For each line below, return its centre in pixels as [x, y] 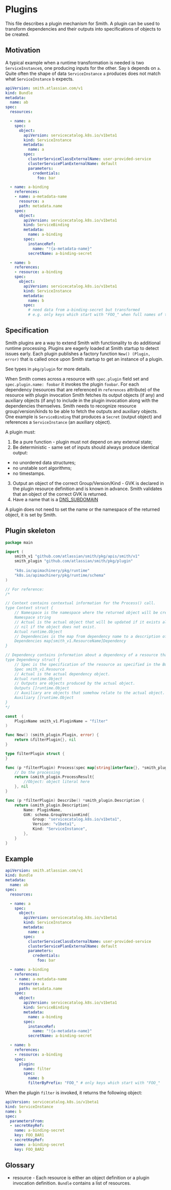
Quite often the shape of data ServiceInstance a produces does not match [83, 73]
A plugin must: [20, 432]
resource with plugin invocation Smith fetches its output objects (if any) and [85, 395]
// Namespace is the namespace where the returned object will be [86, 613]
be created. [17, 34]
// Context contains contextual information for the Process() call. [81, 603]
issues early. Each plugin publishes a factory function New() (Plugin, [78, 354]
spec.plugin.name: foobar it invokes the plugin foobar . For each [72, 384]
